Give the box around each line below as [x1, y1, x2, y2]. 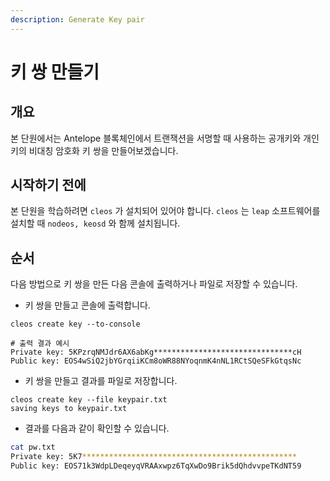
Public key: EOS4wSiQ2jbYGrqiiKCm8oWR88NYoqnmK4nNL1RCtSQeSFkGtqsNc [10, 356, 302, 366]
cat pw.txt [10, 442, 56, 453]
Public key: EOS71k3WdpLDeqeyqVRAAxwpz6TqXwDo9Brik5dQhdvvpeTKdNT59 [10, 461, 302, 471]
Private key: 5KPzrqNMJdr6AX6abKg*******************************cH [10, 347, 302, 358]
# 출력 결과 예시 [10, 339, 70, 349]
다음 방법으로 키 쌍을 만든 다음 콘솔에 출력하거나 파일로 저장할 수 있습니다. [10, 278, 298, 290]
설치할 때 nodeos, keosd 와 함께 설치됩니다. [10, 217, 181, 230]
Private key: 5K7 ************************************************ [10, 452, 298, 462]
